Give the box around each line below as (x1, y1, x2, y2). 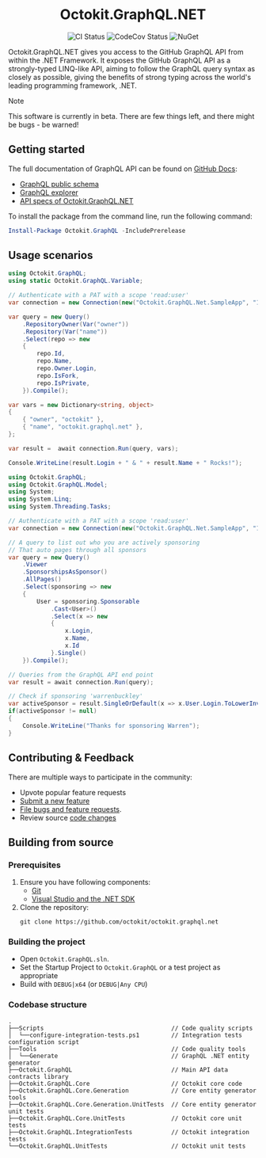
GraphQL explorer (19, 188, 79, 197)
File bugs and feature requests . (19, 804, 122, 813)
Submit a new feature (19, 796, 90, 806)
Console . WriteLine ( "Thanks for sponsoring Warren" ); (22, 722, 200, 729)
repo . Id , (36, 350, 66, 358)
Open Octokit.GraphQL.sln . (19, 954, 109, 964)
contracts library (8, 1072, 69, 1080)
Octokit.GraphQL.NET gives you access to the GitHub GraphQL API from (8, 47, 244, 56)
